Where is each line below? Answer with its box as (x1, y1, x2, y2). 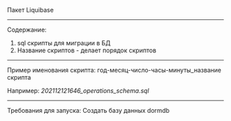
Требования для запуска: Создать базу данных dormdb (7, 107, 170, 114)
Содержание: (7, 25, 47, 34)
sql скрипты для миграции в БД (16, 39, 111, 47)
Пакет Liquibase (7, 6, 54, 14)
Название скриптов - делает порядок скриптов (16, 46, 157, 54)
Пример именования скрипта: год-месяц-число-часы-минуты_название (7, 66, 221, 74)
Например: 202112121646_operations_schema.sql (7, 87, 149, 95)
